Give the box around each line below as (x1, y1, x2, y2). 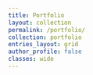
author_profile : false (8, 48, 82, 55)
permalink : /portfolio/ (8, 26, 86, 34)
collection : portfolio (8, 33, 82, 41)
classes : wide (8, 55, 55, 63)
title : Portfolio (8, 11, 65, 20)
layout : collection (8, 19, 72, 27)
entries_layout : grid (8, 41, 79, 48)
